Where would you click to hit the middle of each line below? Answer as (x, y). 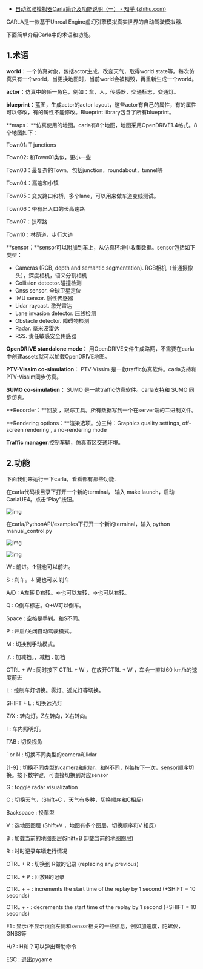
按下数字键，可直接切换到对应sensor (62, 775)
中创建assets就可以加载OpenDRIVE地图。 (58, 356)
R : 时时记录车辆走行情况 (37, 851)
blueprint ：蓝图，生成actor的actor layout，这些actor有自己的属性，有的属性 (101, 104)
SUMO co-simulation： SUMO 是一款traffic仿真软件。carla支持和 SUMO (97, 389)
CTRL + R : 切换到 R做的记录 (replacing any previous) (73, 864)
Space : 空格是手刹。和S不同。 (45, 618)
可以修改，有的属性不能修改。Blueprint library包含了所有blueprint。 (90, 112)
